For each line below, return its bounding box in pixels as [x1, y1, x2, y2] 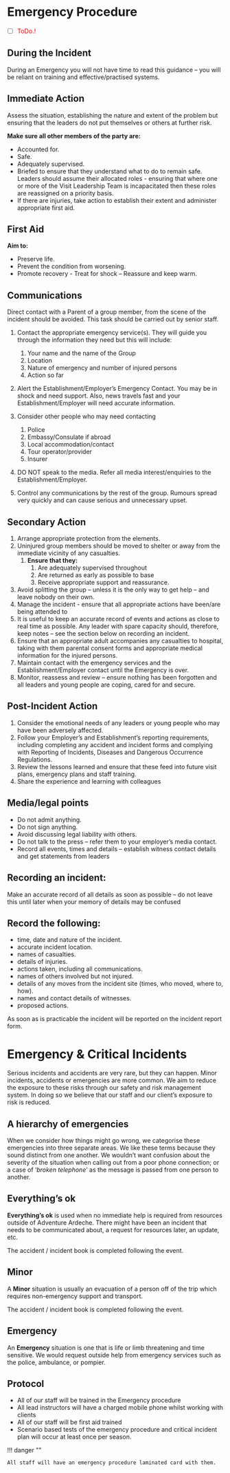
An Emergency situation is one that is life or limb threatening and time [7, 1343, 205, 1352]
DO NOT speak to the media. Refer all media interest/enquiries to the [16, 469, 211, 477]
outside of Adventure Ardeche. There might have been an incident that [7, 1218, 207, 1227]
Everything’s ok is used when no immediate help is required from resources [7, 1211, 223, 1219]
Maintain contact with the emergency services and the [16, 658, 172, 667]
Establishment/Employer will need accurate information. [16, 399, 175, 407]
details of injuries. [16, 958, 68, 966]
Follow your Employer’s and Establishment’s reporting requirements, [16, 733, 209, 742]
